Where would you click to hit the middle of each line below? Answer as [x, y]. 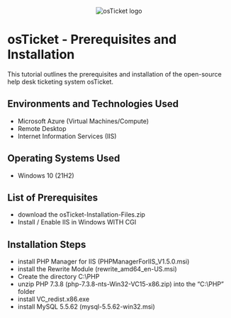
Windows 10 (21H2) [46, 175]
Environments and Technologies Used [93, 104]
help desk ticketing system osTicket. [61, 81]
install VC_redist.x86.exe [53, 299]
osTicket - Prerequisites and [92, 40]
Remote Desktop [42, 128]
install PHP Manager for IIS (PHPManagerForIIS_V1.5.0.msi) [103, 261]
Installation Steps [47, 244]
